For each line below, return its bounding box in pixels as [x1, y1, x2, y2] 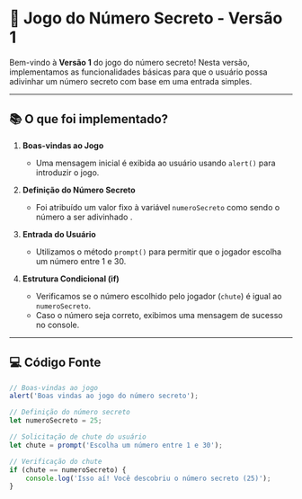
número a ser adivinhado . [35, 211, 133, 222]
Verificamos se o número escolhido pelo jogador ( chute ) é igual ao [35, 290, 282, 301]
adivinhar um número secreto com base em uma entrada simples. [9, 76, 253, 86]
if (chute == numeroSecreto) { [9, 465, 127, 475]
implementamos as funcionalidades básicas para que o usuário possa [9, 67, 268, 77]
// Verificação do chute [9, 457, 102, 466]
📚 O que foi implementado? [9, 111, 169, 127]
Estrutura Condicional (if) [22, 273, 120, 284]
